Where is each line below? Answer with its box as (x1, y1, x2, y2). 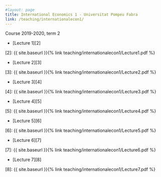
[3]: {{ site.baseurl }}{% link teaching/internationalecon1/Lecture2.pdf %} (5, 69, 156, 75)
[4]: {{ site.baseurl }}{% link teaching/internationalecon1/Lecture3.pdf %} (5, 89, 156, 95)
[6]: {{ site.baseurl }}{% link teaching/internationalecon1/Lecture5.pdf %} (5, 127, 156, 133)
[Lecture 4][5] (12, 98, 42, 104)
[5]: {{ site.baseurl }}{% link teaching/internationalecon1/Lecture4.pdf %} (5, 108, 156, 114)
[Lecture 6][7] (12, 137, 42, 143)
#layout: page (5, 7, 35, 13)
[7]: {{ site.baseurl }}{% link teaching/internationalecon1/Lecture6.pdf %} (5, 147, 156, 153)
